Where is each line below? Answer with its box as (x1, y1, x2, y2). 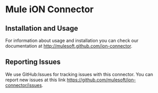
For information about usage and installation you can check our (5, 37, 139, 43)
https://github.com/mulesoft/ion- (66, 77, 136, 83)
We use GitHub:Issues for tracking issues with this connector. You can (5, 71, 153, 77)
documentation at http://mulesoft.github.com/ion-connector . (5, 43, 133, 49)
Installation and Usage (5, 24, 78, 33)
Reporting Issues (5, 58, 61, 66)
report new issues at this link (5, 77, 66, 83)
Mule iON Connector (5, 4, 94, 15)
